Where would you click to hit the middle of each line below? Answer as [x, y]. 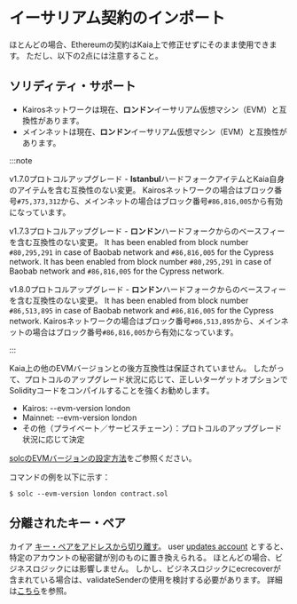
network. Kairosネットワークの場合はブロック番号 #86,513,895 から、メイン [145, 321]
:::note [21, 160]
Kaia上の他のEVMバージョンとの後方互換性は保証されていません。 [130, 368]
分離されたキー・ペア [67, 524]
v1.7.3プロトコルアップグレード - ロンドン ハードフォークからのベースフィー [147, 231]
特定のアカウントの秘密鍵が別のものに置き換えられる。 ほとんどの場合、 [142, 557]
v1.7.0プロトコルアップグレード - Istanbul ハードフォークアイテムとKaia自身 [147, 179]
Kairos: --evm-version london [76, 408]
